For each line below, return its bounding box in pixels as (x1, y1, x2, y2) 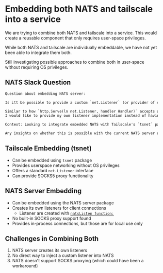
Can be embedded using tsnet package (12, 157, 92, 163)
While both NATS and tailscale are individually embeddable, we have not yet (5, 44, 157, 50)
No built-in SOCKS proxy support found (12, 215, 91, 221)
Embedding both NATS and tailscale (5, 3, 153, 15)
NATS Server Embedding (5, 187, 82, 195)
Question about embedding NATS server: (5, 91, 86, 96)
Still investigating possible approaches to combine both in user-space (5, 59, 145, 65)
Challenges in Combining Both (5, 235, 99, 243)
